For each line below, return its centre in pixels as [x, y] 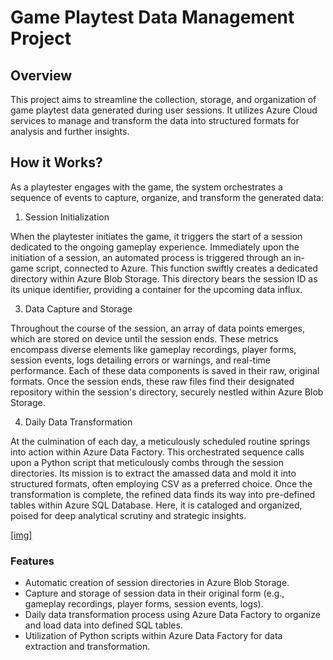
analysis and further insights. [70, 131]
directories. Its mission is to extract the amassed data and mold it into [153, 473]
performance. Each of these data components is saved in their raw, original [165, 370]
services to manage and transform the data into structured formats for [155, 120]
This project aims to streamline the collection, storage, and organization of [163, 99]
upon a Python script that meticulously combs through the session [147, 462]
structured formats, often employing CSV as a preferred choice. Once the [161, 483]
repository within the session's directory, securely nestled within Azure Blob [167, 392]
